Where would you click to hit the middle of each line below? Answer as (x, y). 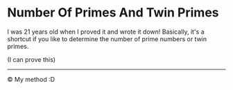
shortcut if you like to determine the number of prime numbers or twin (107, 38)
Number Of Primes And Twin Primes (113, 13)
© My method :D (31, 79)
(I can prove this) (32, 59)
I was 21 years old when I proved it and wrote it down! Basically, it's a (106, 32)
